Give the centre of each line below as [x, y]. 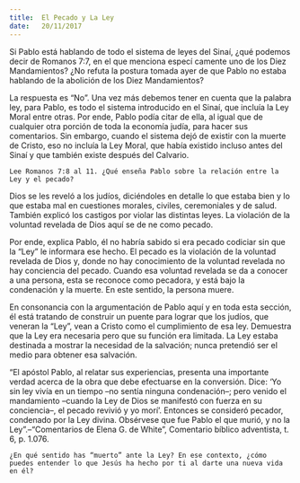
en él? [22, 471]
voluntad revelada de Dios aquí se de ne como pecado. [111, 224]
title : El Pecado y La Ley [62, 18]
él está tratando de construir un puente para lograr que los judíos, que [139, 316]
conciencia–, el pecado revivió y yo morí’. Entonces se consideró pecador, [146, 410]
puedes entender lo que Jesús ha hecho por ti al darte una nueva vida [146, 463]
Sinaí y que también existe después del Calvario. [99, 154]
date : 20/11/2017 [46, 26]
